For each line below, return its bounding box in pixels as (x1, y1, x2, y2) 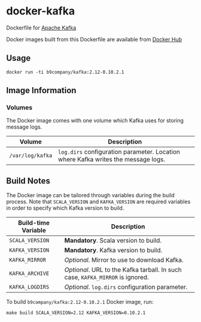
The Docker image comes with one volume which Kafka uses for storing (6, 117, 184, 124)
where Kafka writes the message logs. (57, 155, 166, 163)
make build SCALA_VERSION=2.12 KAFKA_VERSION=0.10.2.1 (6, 310, 146, 316)
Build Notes (6, 175, 51, 186)
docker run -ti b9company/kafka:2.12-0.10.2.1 (6, 69, 124, 75)
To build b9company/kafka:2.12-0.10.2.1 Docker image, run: (6, 299, 154, 306)
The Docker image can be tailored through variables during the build (6, 192, 175, 199)
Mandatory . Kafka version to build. (64, 246, 163, 255)
